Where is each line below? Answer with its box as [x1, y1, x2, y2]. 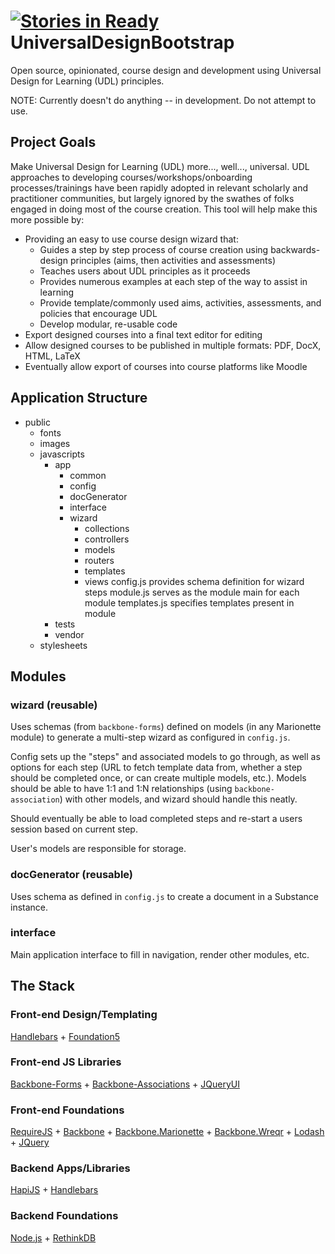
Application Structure [10, 390, 148, 407]
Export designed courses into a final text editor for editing [24, 328, 263, 340]
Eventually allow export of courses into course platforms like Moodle [24, 360, 308, 372]
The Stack [10, 978, 75, 995]
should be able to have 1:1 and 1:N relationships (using [10, 783, 233, 795]
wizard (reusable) [10, 698, 98, 712]
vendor [54, 628, 85, 640]
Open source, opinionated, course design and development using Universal [10, 64, 322, 76]
